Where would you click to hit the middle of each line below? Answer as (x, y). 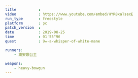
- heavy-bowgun (30, 68)
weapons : (14, 63)
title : (23, 10)
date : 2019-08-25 (35, 32)
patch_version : (23, 28)
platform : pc (26, 23)
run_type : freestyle (34, 19)
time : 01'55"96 (33, 37)
